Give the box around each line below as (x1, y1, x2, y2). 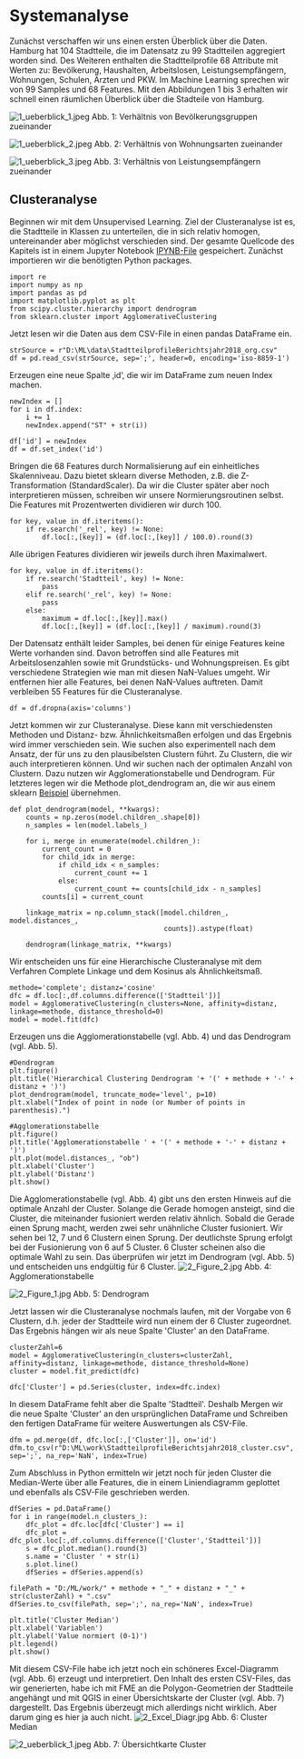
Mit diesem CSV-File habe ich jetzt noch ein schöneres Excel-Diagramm (9, 1663, 279, 1674)
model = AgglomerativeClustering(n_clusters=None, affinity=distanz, (9, 999, 279, 1008)
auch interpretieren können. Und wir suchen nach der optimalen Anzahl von (9, 758, 293, 769)
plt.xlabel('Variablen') (9, 1624, 103, 1633)
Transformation (9, 479, 67, 491)
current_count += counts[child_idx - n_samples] (74, 884, 261, 894)
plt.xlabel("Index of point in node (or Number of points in (9, 1097, 246, 1107)
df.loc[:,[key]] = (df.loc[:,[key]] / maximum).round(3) (42, 622, 261, 631)
